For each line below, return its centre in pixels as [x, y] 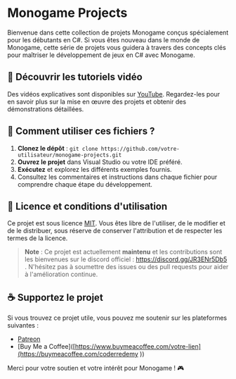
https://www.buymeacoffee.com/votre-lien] [138, 347]
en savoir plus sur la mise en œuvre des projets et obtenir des [97, 101]
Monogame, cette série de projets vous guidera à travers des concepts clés [117, 47]
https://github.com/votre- [140, 149]
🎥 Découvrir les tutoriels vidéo [75, 77]
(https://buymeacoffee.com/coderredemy [78, 354]
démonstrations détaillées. [46, 109]
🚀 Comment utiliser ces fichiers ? [81, 131]
